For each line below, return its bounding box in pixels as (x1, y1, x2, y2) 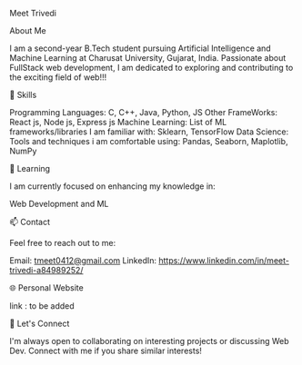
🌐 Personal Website (9, 282, 84, 293)
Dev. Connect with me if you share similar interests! (9, 345, 203, 356)
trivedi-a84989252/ (9, 265, 84, 275)
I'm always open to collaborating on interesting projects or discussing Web (9, 336, 289, 346)
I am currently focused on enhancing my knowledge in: (9, 181, 216, 192)
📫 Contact (9, 217, 50, 227)
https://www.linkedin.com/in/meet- (158, 255, 289, 266)
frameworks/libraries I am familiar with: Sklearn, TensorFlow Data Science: (9, 126, 289, 137)
